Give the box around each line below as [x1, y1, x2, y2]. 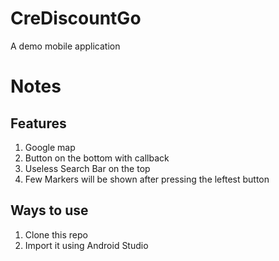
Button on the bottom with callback [24, 152, 170, 164]
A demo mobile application [10, 40, 121, 52]
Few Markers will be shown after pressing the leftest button [24, 173, 270, 185]
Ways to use [10, 202, 89, 219]
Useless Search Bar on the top [24, 162, 151, 174]
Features [10, 115, 67, 132]
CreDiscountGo [10, 7, 142, 30]
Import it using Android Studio [24, 239, 149, 251]
